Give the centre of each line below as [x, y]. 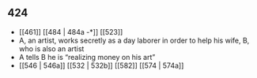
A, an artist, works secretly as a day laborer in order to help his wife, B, [134, 40]
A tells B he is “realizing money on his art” [87, 57]
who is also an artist [51, 48]
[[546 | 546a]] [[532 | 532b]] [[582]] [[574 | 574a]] [101, 65]
